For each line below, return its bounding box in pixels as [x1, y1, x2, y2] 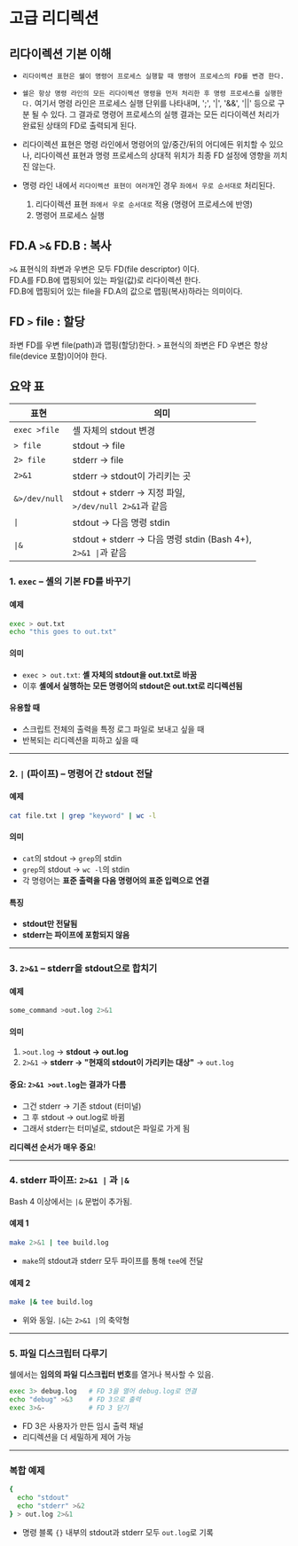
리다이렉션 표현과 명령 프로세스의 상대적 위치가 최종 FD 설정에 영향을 [34, 150, 271, 161]
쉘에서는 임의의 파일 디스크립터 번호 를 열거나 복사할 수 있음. [9, 1369, 215, 1380]
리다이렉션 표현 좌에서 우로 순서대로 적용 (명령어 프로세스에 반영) [35, 199, 253, 209]
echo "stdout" [17, 1494, 69, 1503]
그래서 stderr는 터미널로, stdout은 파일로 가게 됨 [21, 1123, 191, 1134]
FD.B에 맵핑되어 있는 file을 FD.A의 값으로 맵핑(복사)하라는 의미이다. [9, 286, 243, 296]
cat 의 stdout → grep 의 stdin [21, 852, 122, 863]
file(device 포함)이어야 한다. [9, 350, 108, 361]
